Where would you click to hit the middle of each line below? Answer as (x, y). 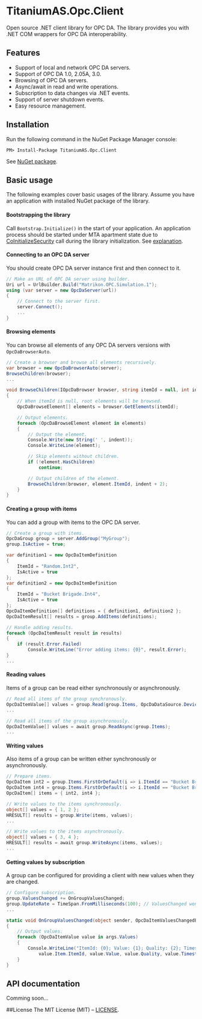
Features (23, 53)
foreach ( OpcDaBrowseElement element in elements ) (82, 423)
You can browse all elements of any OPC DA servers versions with (88, 345)
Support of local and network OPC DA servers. (73, 67)
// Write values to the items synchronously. (64, 804)
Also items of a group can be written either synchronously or (81, 759)
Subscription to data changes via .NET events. (72, 93)
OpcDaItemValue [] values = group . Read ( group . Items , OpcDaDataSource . (95, 704)
